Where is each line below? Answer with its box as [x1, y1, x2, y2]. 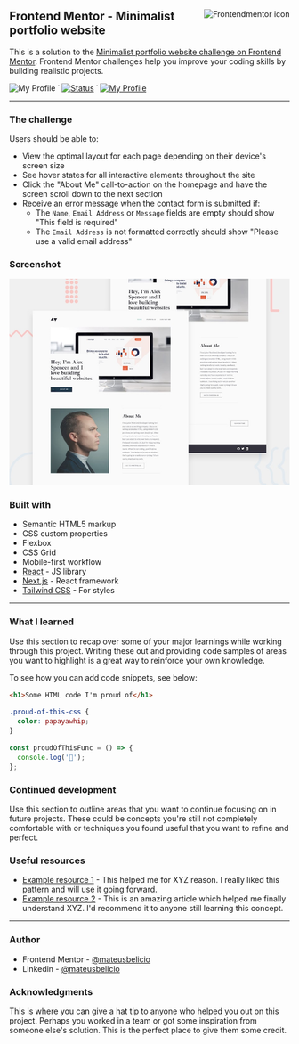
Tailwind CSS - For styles [21, 585, 116, 596]
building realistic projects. [9, 65, 104, 76]
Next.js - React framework [21, 575, 119, 586]
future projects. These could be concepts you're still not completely [9, 813, 258, 824]
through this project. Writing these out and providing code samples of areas [9, 645, 287, 656]
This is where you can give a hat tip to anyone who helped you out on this [9, 1006, 279, 1016]
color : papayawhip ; [17, 717, 90, 726]
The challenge [9, 113, 73, 126]
